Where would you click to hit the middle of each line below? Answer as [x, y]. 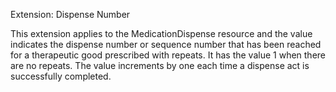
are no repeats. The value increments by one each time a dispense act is [160, 65]
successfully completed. [61, 76]
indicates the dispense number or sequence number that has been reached [166, 44]
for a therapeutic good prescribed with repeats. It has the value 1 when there [168, 55]
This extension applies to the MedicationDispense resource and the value [161, 33]
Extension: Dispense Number [70, 14]
